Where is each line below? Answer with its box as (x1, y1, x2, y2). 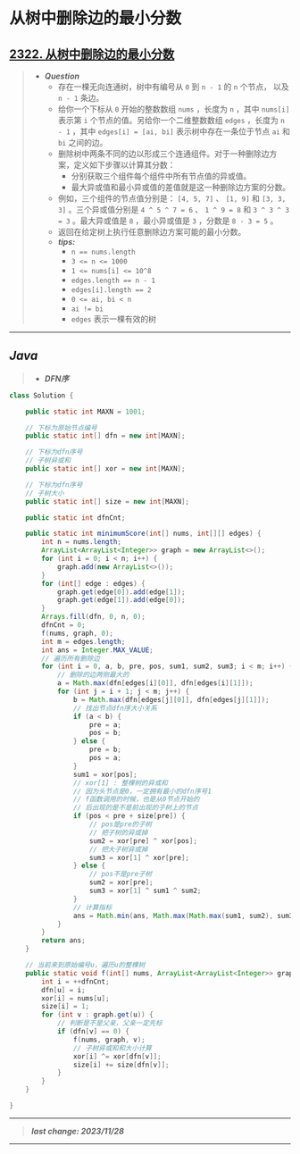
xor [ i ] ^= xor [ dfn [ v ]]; (72, 1051, 162, 1061)
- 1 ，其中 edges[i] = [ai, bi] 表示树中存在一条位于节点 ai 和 (57, 126, 290, 137)
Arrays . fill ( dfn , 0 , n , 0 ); (41, 613, 146, 622)
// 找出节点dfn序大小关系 (72, 703, 158, 713)
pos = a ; (88, 754, 122, 763)
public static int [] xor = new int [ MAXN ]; (25, 464, 186, 473)
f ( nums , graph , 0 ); (41, 629, 114, 638)
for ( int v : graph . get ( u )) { (41, 1010, 154, 1019)
